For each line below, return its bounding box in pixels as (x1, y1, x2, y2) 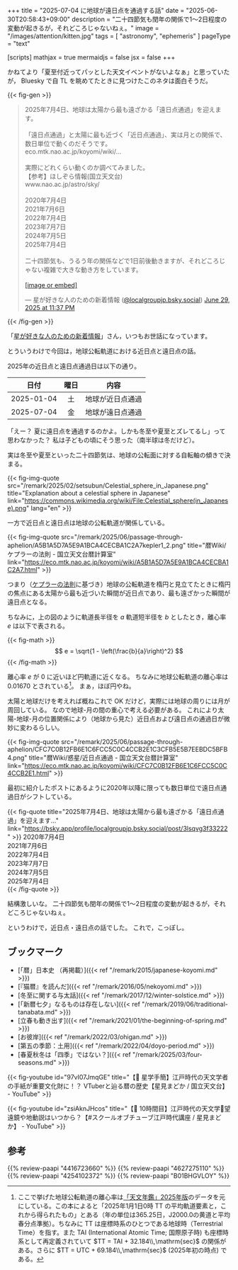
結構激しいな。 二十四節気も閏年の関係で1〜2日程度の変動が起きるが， (7, 899, 214, 908)
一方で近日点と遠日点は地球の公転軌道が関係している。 (7, 519, 169, 527)
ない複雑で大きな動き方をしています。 (30, 265, 142, 274)
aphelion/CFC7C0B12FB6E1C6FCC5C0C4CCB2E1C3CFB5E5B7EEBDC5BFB (7, 745, 228, 753)
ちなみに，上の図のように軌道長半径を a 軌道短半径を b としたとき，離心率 (7, 613, 227, 621)
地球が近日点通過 (84, 394, 142, 404)
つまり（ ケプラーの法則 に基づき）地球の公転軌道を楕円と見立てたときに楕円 (7, 580, 231, 588)
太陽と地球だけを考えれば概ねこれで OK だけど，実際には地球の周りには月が (7, 697, 230, 705)
